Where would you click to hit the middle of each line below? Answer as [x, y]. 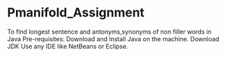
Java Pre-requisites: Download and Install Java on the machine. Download [113, 38]
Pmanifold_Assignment [76, 13]
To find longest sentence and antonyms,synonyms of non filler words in [110, 32]
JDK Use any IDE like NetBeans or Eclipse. [68, 46]
